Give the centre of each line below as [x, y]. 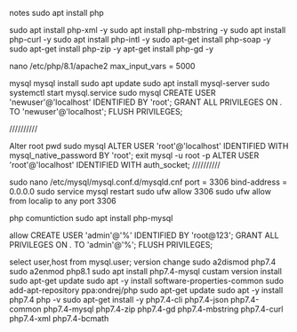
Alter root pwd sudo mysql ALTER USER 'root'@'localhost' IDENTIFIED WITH [149, 146]
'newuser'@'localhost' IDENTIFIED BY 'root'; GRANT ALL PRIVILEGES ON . [146, 102]
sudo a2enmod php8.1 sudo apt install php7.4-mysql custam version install [146, 271]
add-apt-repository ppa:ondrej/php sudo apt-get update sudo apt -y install [146, 290]
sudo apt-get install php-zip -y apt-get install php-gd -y [112, 49]
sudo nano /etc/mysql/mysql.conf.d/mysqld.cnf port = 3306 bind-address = [148, 182]
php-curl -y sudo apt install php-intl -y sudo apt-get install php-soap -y [140, 40]
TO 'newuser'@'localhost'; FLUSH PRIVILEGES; [96, 111]
